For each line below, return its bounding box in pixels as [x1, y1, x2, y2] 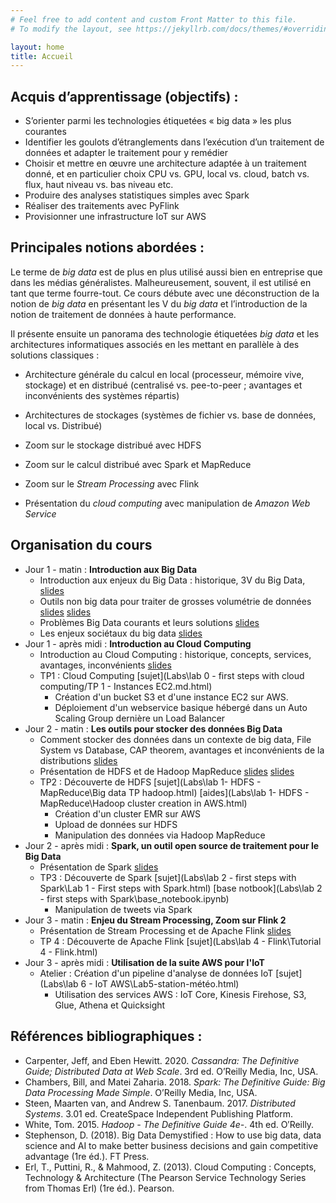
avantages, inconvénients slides [39, 659, 172, 671]
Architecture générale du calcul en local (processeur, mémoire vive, [24, 368, 305, 380]
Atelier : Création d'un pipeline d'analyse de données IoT [39, 967, 274, 979]
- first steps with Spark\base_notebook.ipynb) [39, 892, 230, 905]
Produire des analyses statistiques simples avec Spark [24, 189, 250, 201]
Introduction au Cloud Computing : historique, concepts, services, [39, 648, 312, 660]
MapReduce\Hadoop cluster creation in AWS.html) [39, 797, 248, 809]
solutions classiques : [10, 349, 100, 361]
